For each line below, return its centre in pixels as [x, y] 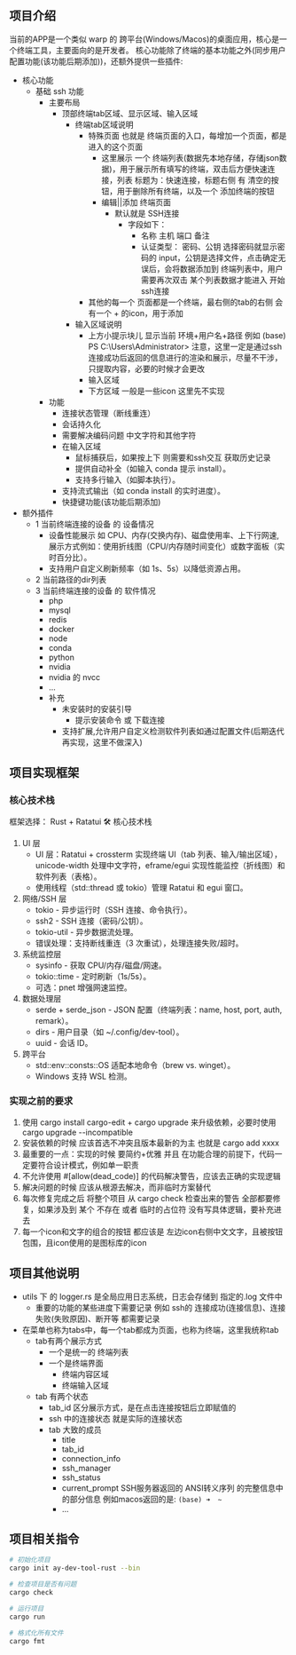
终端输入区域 [85, 1385]
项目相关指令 [44, 1539]
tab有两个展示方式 [68, 1341]
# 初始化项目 [30, 1560]
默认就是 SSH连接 [147, 213]
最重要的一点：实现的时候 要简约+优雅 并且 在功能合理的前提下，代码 [148, 1153]
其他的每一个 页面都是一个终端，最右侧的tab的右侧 [180, 302]
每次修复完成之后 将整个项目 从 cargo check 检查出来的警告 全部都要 [147, 1198]
